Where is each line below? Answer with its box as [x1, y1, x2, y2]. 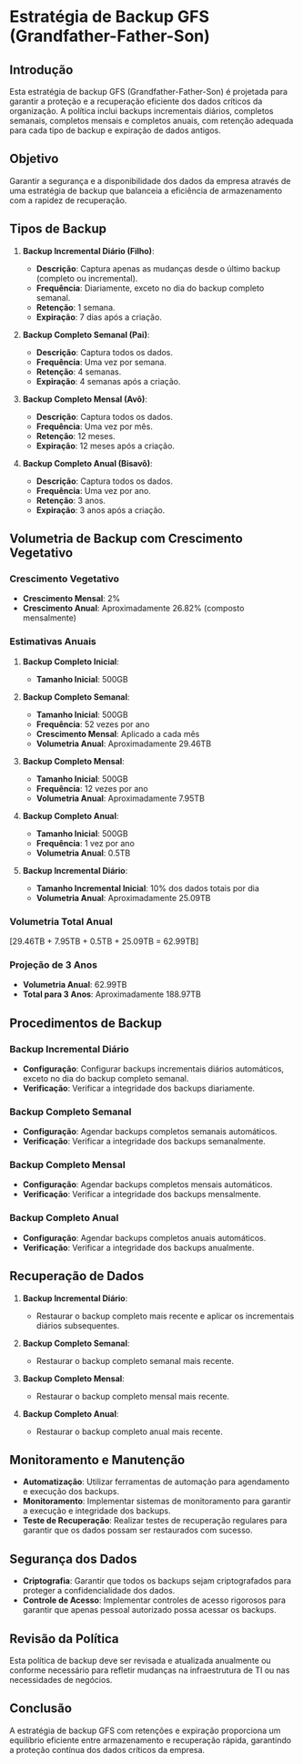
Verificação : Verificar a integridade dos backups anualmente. [22, 1242, 255, 1253]
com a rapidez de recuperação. [9, 194, 127, 206]
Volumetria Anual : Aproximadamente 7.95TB [35, 793, 205, 804]
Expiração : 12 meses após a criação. [35, 440, 176, 451]
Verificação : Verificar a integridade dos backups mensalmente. [22, 1189, 261, 1200]
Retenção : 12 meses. [35, 430, 116, 441]
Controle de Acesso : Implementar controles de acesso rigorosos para [22, 1595, 287, 1605]
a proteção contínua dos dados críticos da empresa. [9, 1744, 206, 1755]
